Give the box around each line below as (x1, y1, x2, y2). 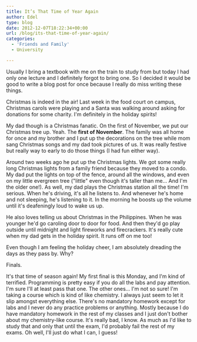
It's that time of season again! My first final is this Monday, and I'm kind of (6, 273, 185, 280)
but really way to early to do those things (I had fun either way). (6, 147, 160, 154)
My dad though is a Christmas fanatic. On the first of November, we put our (6, 122, 189, 129)
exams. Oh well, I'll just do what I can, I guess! (6, 328, 118, 336)
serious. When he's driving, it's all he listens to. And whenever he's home (6, 189, 184, 197)
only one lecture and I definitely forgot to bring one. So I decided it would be (6, 74, 191, 81)
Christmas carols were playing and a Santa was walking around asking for (6, 104, 185, 112)
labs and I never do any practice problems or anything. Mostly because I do (6, 304, 189, 311)
